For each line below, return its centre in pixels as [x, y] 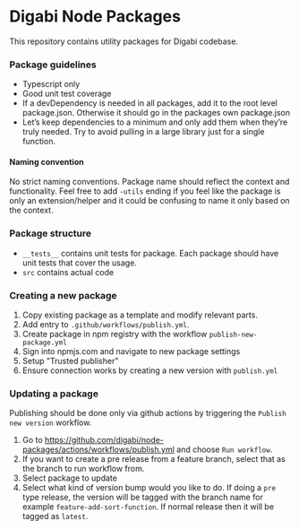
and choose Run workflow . [224, 449]
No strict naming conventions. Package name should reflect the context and [149, 182]
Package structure [51, 233]
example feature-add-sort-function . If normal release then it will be [148, 507]
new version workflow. [51, 422]
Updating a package [54, 394]
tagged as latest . [55, 517]
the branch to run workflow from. [83, 469]
